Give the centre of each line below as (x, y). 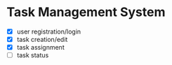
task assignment (40, 48)
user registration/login (49, 31)
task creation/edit (42, 39)
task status (33, 55)
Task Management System (86, 12)
